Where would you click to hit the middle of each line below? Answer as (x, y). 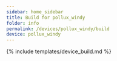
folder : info (23, 23)
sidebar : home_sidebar (35, 12)
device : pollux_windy (34, 34)
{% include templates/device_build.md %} (59, 51)
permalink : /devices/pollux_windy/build (58, 29)
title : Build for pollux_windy (46, 18)
